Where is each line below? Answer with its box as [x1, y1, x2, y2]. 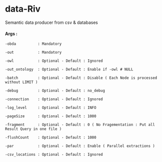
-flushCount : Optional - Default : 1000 [5, 135, 97, 140]
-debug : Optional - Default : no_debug [5, 89, 105, 93]
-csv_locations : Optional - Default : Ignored [5, 152, 103, 157]
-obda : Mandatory [5, 41, 62, 47]
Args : [5, 31, 18, 36]
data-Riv [5, 3, 41, 15]
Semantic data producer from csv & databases [5, 19, 98, 25]
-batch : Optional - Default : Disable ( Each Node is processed [5, 75, 158, 81]
